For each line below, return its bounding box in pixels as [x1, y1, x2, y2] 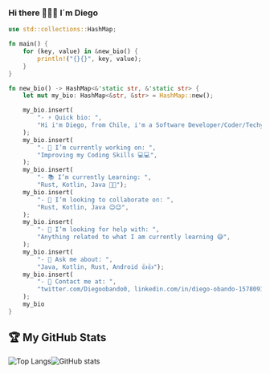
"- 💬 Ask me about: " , [37, 255, 113, 263]
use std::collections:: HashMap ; [8, 26, 117, 34]
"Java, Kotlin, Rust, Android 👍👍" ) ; [37, 262, 165, 271]
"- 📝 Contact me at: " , [37, 278, 117, 286]
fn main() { [8, 40, 48, 48]
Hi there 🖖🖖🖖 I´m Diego [8, 7, 99, 18]
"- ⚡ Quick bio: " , [37, 114, 103, 122]
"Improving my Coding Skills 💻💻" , [37, 151, 158, 159]
